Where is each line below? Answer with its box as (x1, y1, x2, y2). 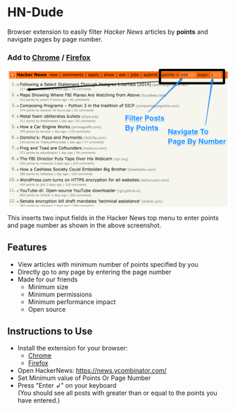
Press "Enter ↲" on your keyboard (17, 381, 117, 390)
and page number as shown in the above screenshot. (7, 221, 162, 229)
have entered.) (17, 396, 61, 405)
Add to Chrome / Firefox (7, 52, 91, 62)
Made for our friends (17, 275, 78, 284)
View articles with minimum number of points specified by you (17, 260, 198, 268)
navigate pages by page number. (7, 34, 103, 43)
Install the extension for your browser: (17, 344, 128, 353)
